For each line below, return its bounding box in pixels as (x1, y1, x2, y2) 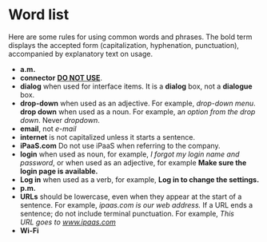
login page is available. (19, 166, 98, 176)
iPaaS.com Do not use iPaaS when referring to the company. (19, 141, 221, 150)
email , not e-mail (19, 124, 77, 133)
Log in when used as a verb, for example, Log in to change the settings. (19, 174, 260, 184)
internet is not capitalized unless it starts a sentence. (19, 132, 196, 141)
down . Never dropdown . (19, 115, 100, 125)
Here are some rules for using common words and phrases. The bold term (8, 32, 253, 42)
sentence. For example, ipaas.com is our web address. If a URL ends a (19, 200, 253, 209)
